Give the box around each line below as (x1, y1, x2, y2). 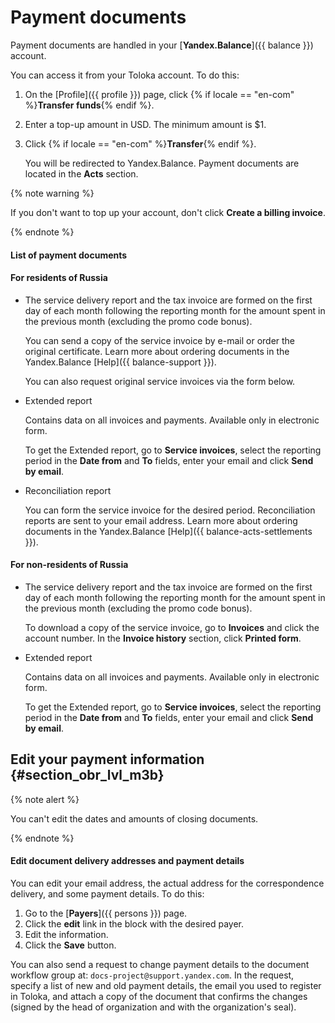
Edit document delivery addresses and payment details (10, 855, 245, 867)
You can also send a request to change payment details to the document (10, 958, 310, 970)
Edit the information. (24, 928, 109, 940)
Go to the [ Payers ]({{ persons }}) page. (24, 907, 188, 919)
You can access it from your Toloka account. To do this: (10, 69, 240, 81)
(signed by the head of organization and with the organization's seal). (10, 1001, 297, 1013)
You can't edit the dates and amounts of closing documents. (10, 812, 259, 825)
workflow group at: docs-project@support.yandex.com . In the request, (10, 969, 295, 981)
